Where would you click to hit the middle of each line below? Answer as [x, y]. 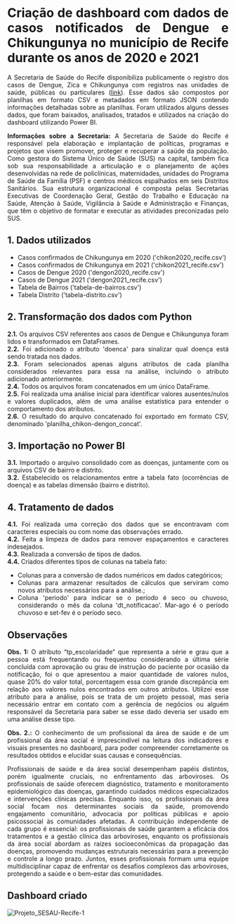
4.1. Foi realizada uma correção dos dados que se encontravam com [118, 524]
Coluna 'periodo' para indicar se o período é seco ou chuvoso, [123, 598]
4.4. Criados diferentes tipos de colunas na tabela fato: [87, 562]
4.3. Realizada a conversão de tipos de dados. [74, 554]
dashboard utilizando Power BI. [52, 122]
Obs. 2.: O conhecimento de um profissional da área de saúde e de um [118, 733]
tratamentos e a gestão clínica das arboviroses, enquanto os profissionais [118, 836]
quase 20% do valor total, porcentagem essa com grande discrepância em [118, 682]
